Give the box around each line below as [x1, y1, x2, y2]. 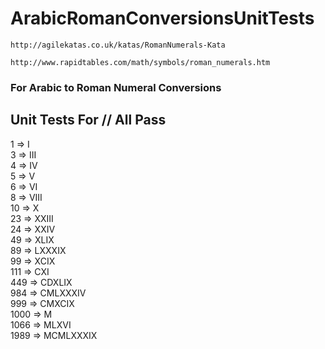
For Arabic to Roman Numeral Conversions [10, 80, 222, 94]
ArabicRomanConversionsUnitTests [10, 7, 315, 30]
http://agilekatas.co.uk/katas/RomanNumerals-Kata [10, 40, 226, 50]
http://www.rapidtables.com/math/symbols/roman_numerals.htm [10, 57, 271, 67]
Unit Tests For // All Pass [10, 112, 167, 129]
